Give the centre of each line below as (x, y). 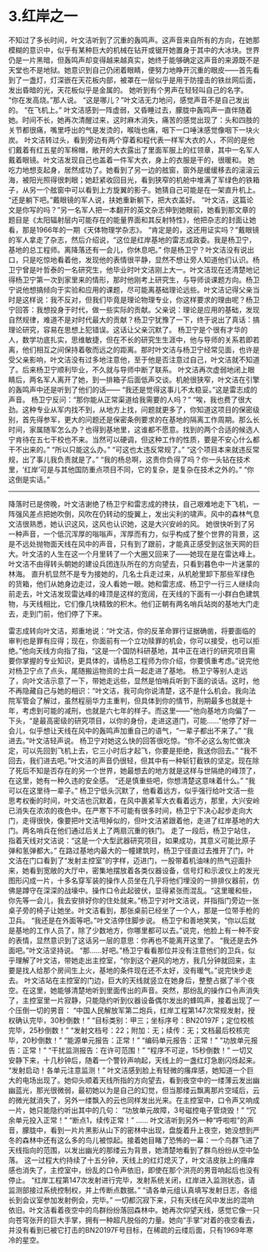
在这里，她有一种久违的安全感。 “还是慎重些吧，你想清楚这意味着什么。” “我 (132, 781)
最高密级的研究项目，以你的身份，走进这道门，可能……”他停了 (141, 721)
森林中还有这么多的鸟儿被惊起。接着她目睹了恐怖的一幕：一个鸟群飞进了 (141, 1140)
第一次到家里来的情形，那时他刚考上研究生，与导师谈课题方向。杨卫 (148, 280)
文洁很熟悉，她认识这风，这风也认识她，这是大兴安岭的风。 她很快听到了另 (132, 523)
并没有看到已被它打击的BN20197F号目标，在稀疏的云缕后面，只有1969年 (128, 1230)
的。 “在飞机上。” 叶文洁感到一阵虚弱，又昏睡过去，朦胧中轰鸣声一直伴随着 (130, 109)
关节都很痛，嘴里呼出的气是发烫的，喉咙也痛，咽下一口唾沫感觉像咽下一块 (130, 129)
